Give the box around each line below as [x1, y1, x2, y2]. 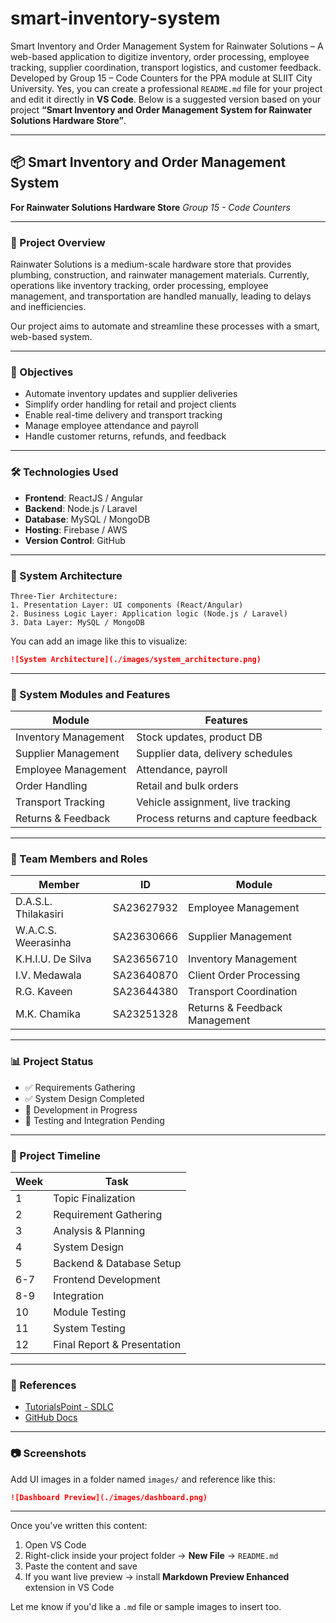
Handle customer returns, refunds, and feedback [24, 430, 227, 442]
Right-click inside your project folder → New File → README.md [24, 1550, 279, 1562]
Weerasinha [15, 936, 72, 950]
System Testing [53, 1322, 126, 1335]
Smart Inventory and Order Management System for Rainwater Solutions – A [10, 40, 324, 52]
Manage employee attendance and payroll [24, 420, 199, 432]
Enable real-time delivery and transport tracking [24, 409, 223, 421]
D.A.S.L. [15, 895, 53, 909]
